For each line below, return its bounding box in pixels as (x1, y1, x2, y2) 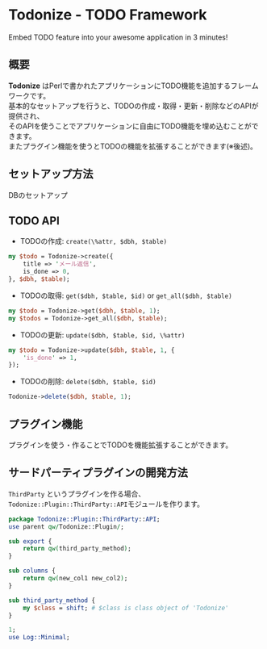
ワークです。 (8, 90, 51, 100)
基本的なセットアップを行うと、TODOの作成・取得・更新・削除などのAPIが (8, 101, 259, 111)
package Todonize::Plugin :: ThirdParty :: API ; (8, 515, 161, 523)
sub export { (8, 537, 52, 546)
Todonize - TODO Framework (8, 6, 207, 24)
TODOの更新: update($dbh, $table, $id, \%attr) (19, 329, 186, 340)
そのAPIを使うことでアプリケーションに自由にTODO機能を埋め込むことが (8, 121, 252, 131)
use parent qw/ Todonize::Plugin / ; (8, 522, 125, 530)
